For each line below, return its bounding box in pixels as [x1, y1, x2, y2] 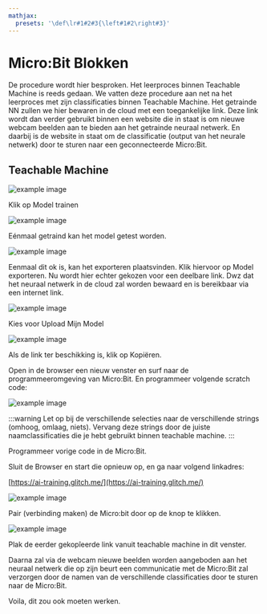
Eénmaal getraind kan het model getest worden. [8, 231, 167, 241]
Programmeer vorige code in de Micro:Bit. [8, 446, 147, 456]
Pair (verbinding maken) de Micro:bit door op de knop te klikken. [8, 509, 221, 518]
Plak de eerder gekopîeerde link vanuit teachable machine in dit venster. [8, 539, 247, 550]
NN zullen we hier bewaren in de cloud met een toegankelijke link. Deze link [8, 106, 259, 116]
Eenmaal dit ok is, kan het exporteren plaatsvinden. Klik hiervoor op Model [8, 262, 254, 272]
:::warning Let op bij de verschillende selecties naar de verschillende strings [8, 414, 260, 424]
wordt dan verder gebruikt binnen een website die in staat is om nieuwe [8, 114, 245, 124]
